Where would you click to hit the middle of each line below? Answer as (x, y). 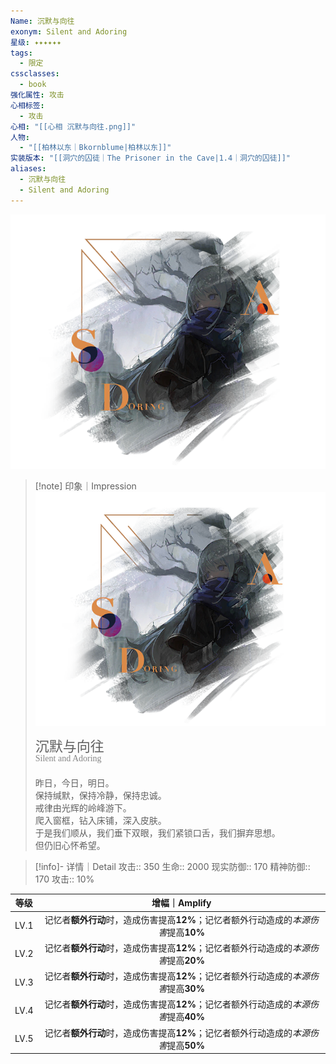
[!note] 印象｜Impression (85, 486)
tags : (21, 53)
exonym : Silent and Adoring (69, 31)
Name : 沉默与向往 (42, 21)
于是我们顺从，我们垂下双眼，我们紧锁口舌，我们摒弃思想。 (157, 832)
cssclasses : (35, 74)
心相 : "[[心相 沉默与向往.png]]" (73, 126)
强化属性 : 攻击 (37, 95)
